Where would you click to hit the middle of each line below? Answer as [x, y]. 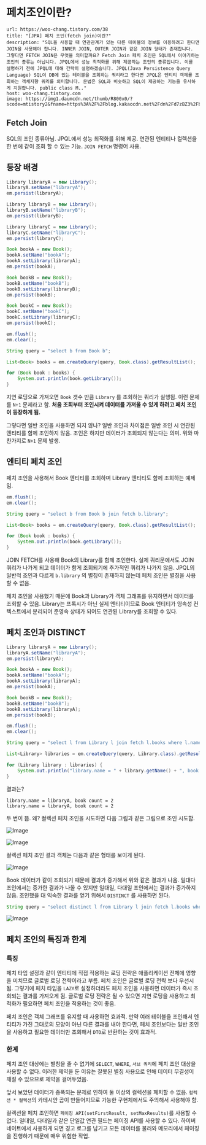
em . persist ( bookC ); [31, 323]
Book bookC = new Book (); [39, 306]
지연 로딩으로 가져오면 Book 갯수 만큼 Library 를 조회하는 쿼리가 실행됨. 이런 [97, 397]
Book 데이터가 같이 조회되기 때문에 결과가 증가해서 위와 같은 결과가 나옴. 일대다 [101, 880]
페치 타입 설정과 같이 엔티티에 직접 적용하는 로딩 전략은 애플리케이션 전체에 [96, 973]
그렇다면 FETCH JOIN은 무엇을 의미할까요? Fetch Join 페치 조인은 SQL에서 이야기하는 [103, 55]
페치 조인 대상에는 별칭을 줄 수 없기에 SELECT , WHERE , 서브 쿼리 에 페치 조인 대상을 [101, 1064]
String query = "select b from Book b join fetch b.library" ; [87, 514]
